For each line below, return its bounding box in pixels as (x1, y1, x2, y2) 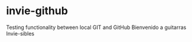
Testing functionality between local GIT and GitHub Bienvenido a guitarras (6, 24, 187, 31)
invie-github (6, 4, 68, 18)
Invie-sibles (6, 30, 34, 37)
